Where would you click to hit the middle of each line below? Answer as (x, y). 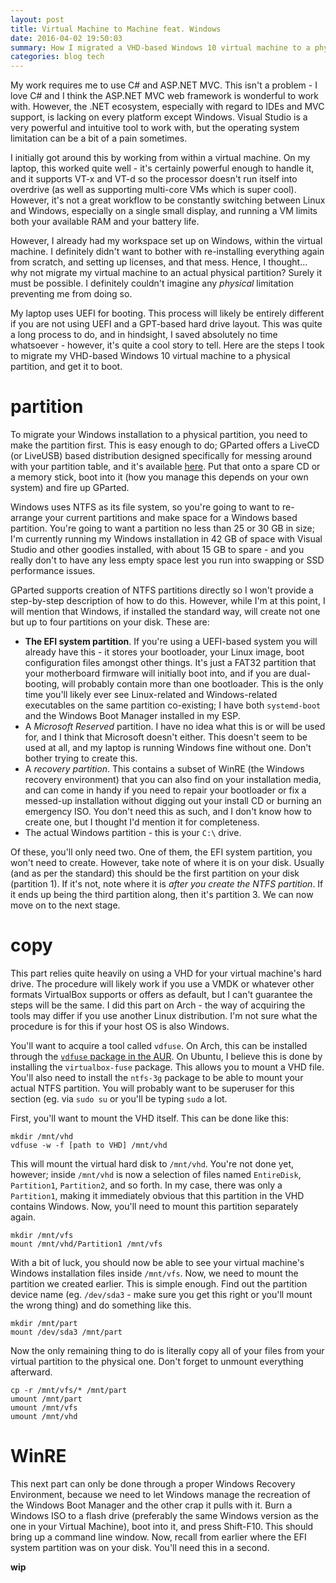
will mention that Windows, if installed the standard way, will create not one (165, 612)
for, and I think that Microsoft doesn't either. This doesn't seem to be (166, 737)
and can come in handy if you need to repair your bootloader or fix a (165, 790)
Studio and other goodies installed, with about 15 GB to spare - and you (157, 550)
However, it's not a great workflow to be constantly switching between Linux (168, 200)
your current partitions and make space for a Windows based (171, 518)
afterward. (31, 1372)
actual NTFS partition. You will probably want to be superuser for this (152, 1088)
